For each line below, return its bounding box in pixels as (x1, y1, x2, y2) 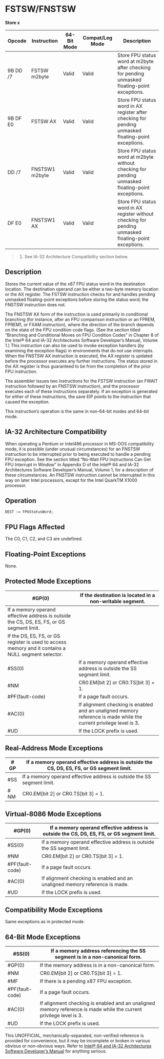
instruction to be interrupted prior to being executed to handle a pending (5, 451, 151, 457)
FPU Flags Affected (5, 523, 65, 531)
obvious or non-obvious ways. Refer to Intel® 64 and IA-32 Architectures (5, 1043, 152, 1049)
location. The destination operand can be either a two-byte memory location (5, 286, 159, 292)
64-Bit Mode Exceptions (5, 933, 81, 941)
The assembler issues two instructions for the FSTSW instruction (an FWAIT (5, 378, 158, 384)
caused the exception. (5, 398, 50, 405)
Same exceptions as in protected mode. (5, 919, 85, 925)
